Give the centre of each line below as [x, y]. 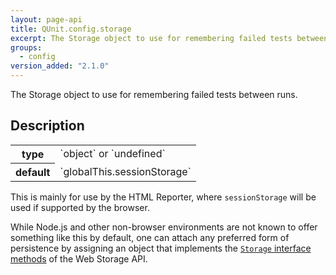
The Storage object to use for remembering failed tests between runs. [154, 94]
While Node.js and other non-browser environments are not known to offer [164, 227]
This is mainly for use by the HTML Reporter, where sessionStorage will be [163, 197]
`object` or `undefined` [112, 154]
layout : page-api [46, 19]
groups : [26, 47]
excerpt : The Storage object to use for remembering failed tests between [169, 38]
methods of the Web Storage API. [79, 258]
